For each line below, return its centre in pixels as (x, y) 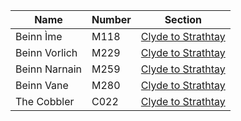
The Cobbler (45, 101)
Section (183, 19)
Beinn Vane (42, 85)
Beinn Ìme (39, 36)
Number (111, 19)
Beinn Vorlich (46, 52)
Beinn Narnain (48, 69)
